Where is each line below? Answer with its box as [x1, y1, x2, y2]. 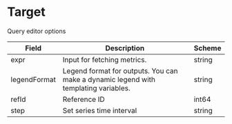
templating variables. [62, 83, 130, 93]
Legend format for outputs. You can [62, 66, 178, 76]
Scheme [193, 43, 222, 52]
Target [7, 4, 46, 20]
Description [105, 43, 145, 52]
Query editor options [7, 27, 66, 35]
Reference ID [62, 94, 105, 104]
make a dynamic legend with [62, 74, 156, 84]
